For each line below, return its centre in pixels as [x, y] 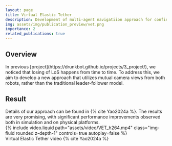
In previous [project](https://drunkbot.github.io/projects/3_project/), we [81, 66]
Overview [21, 54]
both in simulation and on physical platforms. [52, 122]
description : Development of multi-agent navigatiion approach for [79, 19]
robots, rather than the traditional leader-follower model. [64, 83]
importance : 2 [20, 29]
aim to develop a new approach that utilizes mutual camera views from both [85, 78]
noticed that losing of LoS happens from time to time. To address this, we [83, 72]
